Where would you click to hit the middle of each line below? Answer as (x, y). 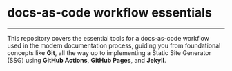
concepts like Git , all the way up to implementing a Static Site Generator (109, 52)
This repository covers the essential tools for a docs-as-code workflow (108, 38)
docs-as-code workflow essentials (109, 13)
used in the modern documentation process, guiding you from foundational (114, 45)
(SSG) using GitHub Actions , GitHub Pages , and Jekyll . (87, 60)
